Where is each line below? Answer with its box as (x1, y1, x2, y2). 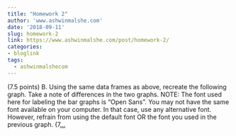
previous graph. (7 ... (7, 120, 66, 128)
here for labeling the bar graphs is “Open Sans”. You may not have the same (7, 97, 230, 106)
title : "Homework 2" (7, 10, 69, 18)
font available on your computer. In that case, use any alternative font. (7, 105, 212, 113)
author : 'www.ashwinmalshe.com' (7, 17, 103, 24)
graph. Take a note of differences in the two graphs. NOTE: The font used (7, 90, 222, 98)
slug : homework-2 (7, 30, 59, 38)
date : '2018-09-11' (7, 23, 65, 30)
